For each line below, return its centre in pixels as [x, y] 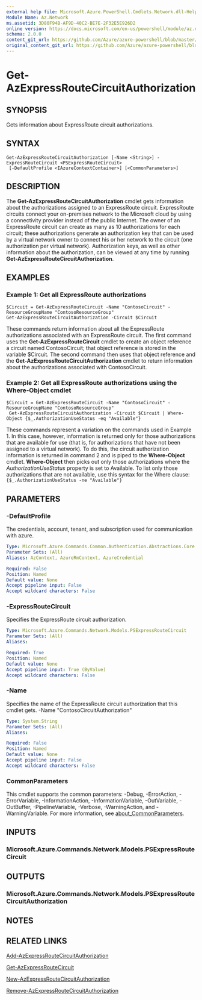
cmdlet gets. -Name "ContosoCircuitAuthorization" [69, 710]
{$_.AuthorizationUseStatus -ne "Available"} [64, 480]
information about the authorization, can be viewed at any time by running [98, 252]
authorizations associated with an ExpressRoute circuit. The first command [99, 336]
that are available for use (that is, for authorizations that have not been [93, 443]
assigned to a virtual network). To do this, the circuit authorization [88, 449]
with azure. [20, 536]
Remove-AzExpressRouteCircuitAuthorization [63, 990]
